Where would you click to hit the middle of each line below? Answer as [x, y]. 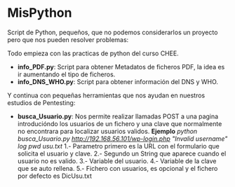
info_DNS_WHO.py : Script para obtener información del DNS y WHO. [118, 81]
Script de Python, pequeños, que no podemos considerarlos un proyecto [113, 32]
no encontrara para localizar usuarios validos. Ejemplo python [107, 131]
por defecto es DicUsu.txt [55, 176]
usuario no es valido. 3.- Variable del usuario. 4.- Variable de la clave [117, 161]
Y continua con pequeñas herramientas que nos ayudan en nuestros [106, 95]
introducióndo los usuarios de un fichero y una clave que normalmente [120, 123]
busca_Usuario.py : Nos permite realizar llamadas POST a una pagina [118, 116]
